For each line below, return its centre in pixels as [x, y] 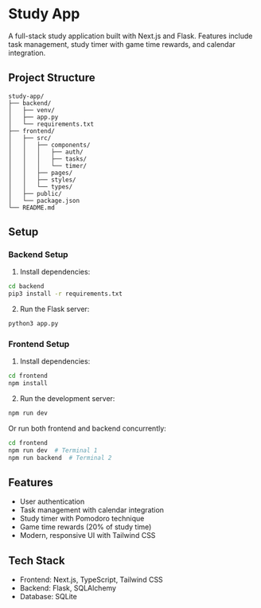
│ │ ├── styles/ [43, 180]
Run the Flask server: [55, 309]
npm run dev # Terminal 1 [53, 450]
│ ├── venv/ [32, 110]
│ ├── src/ [30, 138]
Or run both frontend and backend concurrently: [88, 428]
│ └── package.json [44, 201]
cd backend [26, 286]
